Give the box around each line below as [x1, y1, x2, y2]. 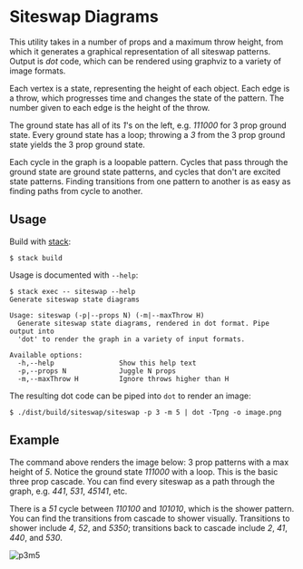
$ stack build [9, 253, 64, 262]
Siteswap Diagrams [9, 6, 159, 27]
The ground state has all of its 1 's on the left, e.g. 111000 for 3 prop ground [9, 120, 288, 131]
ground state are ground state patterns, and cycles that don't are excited [9, 166, 281, 177]
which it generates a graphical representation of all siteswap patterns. [9, 45, 271, 56]
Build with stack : [9, 236, 72, 247]
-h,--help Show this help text [17, 358, 197, 368]
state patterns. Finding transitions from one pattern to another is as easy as [9, 175, 291, 187]
